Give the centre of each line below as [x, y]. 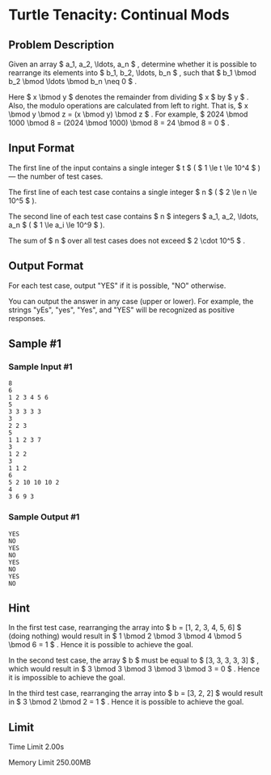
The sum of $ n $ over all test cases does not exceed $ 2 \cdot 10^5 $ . [127, 240]
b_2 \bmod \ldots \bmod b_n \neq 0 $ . [73, 81]
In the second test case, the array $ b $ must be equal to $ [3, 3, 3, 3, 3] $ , [134, 660]
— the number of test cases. [56, 176]
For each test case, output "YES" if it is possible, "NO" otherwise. [117, 286]
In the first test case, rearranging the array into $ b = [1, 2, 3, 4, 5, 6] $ [125, 628]
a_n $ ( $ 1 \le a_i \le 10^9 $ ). [57, 225]
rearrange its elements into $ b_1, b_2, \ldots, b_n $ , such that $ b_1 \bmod [132, 73]
